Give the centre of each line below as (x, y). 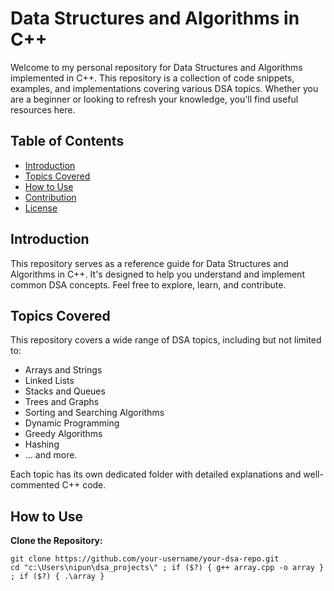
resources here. (43, 109)
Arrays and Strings (63, 370)
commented (35, 485)
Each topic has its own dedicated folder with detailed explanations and (156, 474)
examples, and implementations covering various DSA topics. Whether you (164, 88)
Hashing (42, 444)
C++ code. (84, 485)
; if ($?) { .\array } (57, 577)
